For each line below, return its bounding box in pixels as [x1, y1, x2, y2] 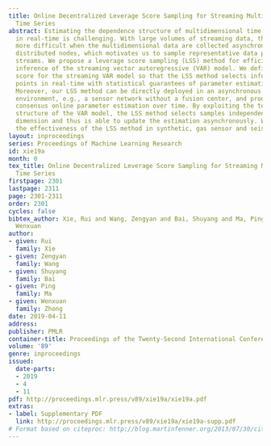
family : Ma [15, 290, 52, 298]
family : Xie [15, 245, 56, 253]
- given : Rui [8, 238, 52, 246]
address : [8, 320, 38, 328]
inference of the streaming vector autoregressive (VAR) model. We [15, 65, 248, 73]
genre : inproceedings [8, 350, 81, 358]
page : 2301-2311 [8, 191, 63, 200]
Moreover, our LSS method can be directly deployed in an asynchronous [15, 86, 262, 95]
